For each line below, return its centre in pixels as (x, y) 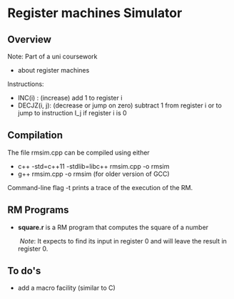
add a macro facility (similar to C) (66, 288)
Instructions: (26, 84)
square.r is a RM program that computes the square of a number (113, 227)
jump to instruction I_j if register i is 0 (72, 113)
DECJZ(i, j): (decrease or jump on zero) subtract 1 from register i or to (120, 105)
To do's (24, 271)
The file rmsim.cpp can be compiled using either (78, 152)
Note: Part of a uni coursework (52, 56)
